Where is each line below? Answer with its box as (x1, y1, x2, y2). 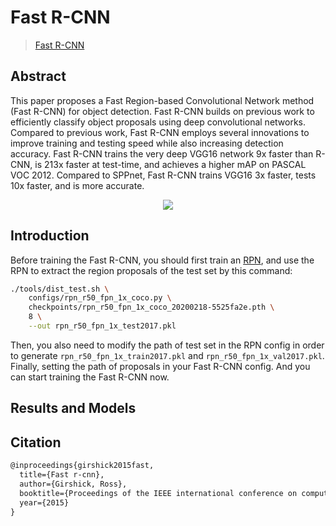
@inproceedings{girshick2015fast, (10, 461, 155, 471)
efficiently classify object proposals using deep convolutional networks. (10, 116, 307, 128)
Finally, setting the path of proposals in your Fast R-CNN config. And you (10, 360, 311, 372)
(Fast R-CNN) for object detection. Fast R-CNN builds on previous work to (10, 105, 315, 117)
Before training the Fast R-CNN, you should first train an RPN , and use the (10, 254, 315, 266)
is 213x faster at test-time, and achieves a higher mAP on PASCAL (34, 158, 307, 170)
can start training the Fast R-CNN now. (10, 371, 170, 383)
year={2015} (19, 497, 70, 508)
